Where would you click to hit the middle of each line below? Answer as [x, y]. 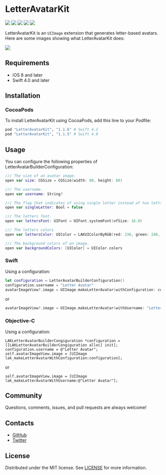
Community [24, 396]
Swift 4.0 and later [31, 80]
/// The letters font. [28, 216]
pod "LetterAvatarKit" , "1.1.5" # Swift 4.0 [52, 134]
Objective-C [20, 321]
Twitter [20, 440]
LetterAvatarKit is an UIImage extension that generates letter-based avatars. [82, 33]
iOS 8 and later [27, 75]
